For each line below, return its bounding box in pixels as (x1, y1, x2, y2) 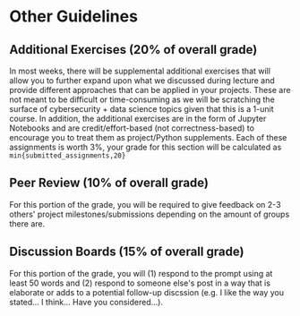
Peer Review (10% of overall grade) (9, 175, 209, 191)
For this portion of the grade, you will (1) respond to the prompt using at (9, 268, 273, 278)
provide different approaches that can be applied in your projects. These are (9, 85, 291, 95)
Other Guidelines (9, 6, 139, 27)
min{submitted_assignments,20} (9, 151, 126, 160)
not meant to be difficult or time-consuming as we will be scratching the (9, 94, 275, 105)
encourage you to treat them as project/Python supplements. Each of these (9, 132, 287, 142)
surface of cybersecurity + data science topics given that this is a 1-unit (9, 104, 274, 114)
